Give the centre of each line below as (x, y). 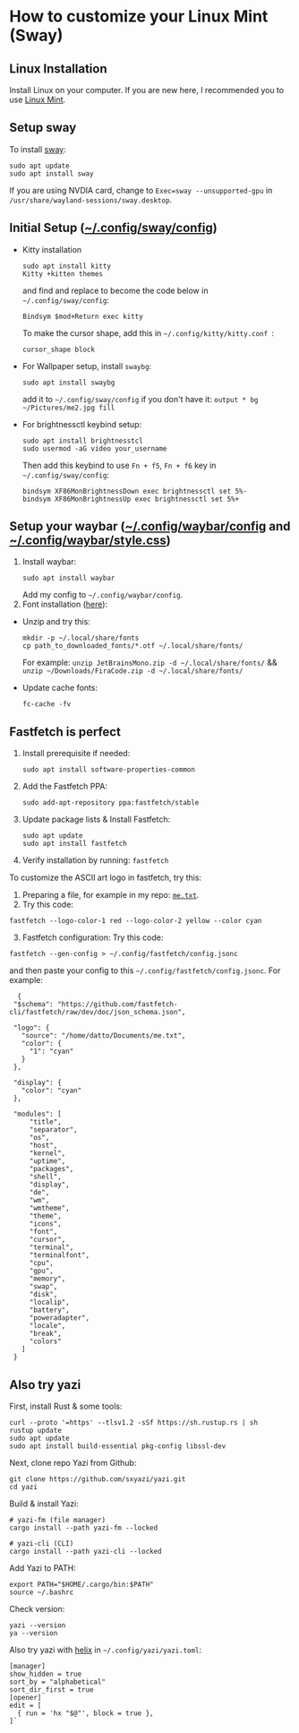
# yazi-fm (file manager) (57, 1521)
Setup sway (43, 128)
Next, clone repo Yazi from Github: (73, 1463)
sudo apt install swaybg (68, 383)
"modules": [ (38, 1114)
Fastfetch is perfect (65, 732)
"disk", (43, 1295)
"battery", (49, 1310)
